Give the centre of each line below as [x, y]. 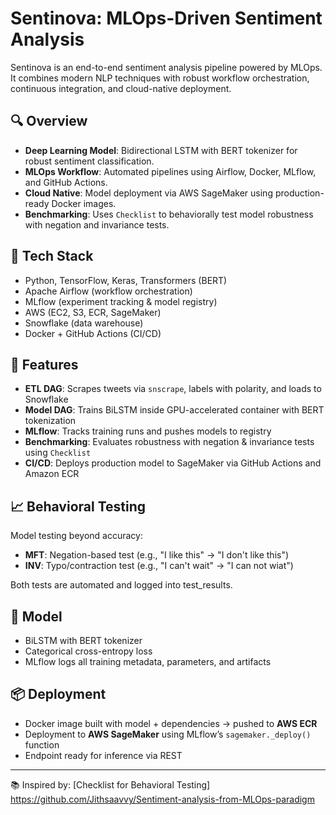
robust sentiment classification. [89, 161]
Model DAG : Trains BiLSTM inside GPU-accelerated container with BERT [174, 410]
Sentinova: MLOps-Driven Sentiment [166, 18]
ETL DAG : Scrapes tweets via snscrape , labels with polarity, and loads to [173, 389]
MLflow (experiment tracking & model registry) [121, 301]
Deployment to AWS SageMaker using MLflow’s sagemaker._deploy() [168, 734]
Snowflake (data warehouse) [84, 323]
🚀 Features [44, 364]
